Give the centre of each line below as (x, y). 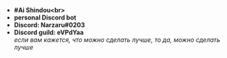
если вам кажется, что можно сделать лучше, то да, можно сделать (117, 40)
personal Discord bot (45, 17)
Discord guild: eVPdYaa (49, 32)
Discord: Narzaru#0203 (49, 25)
